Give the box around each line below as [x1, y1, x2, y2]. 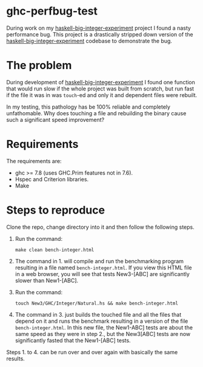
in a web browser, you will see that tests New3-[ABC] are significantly [15, 270, 190, 277]
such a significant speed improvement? [6, 116, 105, 123]
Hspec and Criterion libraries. [15, 175, 89, 183]
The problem [6, 59, 72, 72]
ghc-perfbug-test [6, 4, 98, 18]
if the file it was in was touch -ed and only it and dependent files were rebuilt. [6, 91, 198, 98]
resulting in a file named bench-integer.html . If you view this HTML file [15, 264, 192, 271]
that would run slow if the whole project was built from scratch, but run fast [6, 85, 195, 92]
